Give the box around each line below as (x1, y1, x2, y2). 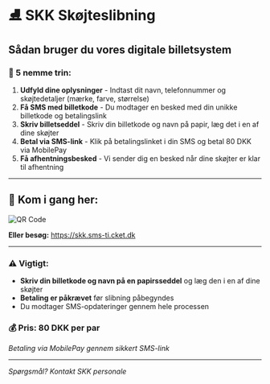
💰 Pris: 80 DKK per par (8, 322, 100, 333)
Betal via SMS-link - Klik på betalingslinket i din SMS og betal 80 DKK (19, 136, 252, 146)
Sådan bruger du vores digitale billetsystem (8, 43, 231, 56)
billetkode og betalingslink (19, 110, 107, 120)
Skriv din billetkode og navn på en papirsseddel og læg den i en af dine (19, 275, 260, 285)
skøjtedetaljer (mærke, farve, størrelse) (19, 93, 150, 103)
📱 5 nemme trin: (8, 67, 72, 78)
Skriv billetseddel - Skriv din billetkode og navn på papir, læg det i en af (19, 119, 260, 129)
